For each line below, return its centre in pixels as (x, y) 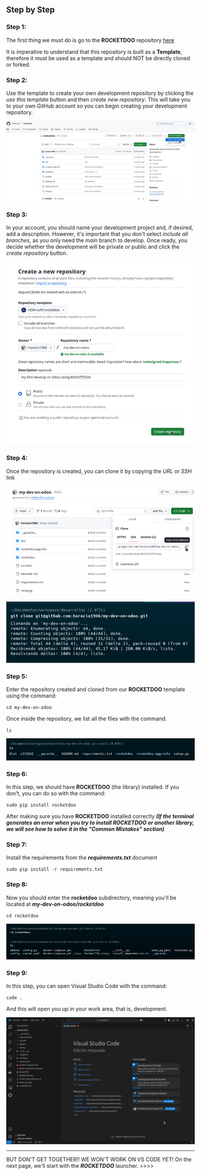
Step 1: (16, 27)
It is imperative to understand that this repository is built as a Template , (94, 52)
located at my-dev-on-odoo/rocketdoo (55, 904)
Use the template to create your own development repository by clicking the (100, 93)
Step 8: (17, 884)
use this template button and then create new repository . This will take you (98, 99)
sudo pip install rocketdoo (41, 805)
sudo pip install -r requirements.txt (54, 870)
